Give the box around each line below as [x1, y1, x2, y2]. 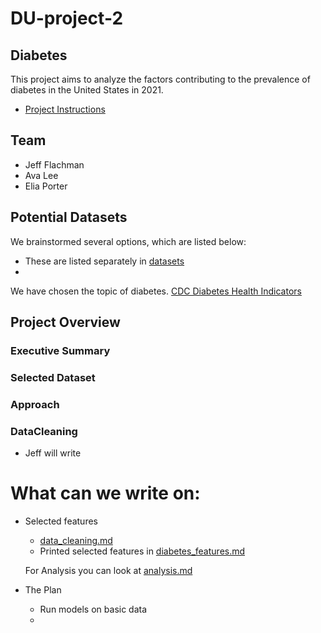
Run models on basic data [39, 603, 148, 616]
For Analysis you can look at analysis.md [24, 565, 193, 577]
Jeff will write [24, 447, 82, 459]
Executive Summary [10, 343, 111, 357]
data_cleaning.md [39, 535, 113, 547]
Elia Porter [24, 180, 68, 192]
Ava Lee [24, 169, 59, 181]
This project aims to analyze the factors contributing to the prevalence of [10, 73, 311, 85]
